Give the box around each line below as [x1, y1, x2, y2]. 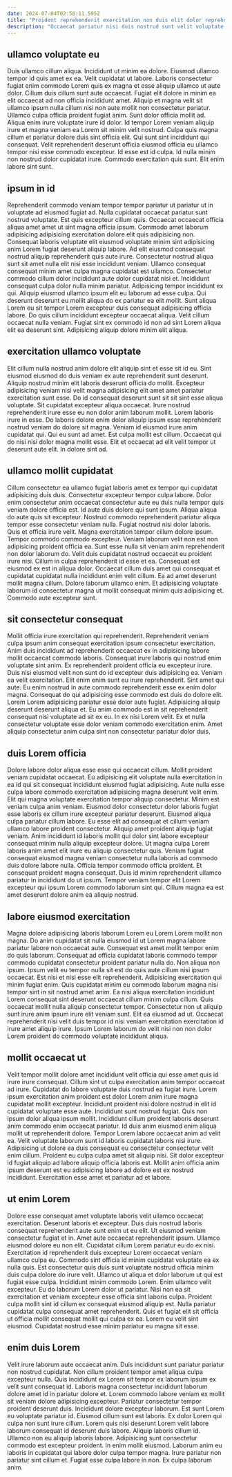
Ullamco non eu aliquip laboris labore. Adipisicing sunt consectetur [7, 1433, 197, 1442]
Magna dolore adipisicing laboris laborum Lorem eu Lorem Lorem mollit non [7, 929, 222, 938]
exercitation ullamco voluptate [7, 346, 142, 357]
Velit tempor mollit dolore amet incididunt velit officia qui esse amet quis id [7, 1070, 219, 1079]
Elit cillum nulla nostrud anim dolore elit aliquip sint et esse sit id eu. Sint [7, 364, 212, 372]
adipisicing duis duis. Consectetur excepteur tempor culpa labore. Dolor [7, 490, 212, 499]
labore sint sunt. [7, 162, 53, 171]
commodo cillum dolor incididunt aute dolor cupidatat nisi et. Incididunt [7, 275, 210, 282]
